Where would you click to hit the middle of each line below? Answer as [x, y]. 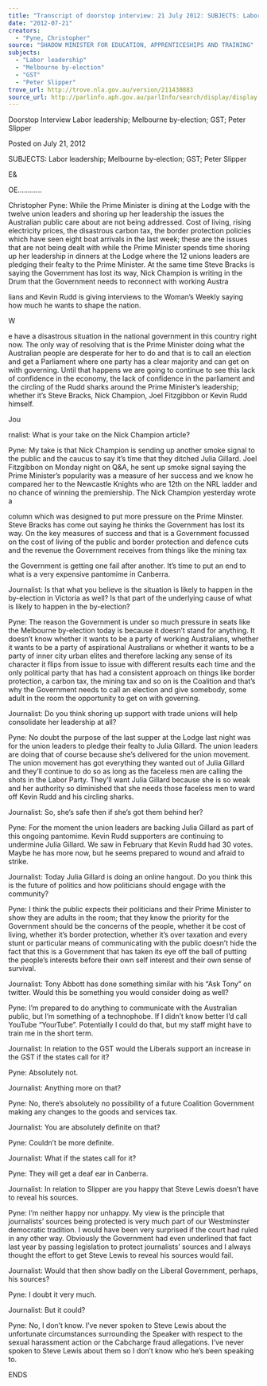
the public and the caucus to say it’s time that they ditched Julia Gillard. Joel [133, 459]
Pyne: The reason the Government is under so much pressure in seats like [129, 622]
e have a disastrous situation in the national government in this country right [133, 336]
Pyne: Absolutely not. [43, 1073]
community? [29, 894]
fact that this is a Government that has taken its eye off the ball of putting [128, 952]
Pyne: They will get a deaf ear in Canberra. [78, 1174]
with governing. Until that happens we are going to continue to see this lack [132, 370]
